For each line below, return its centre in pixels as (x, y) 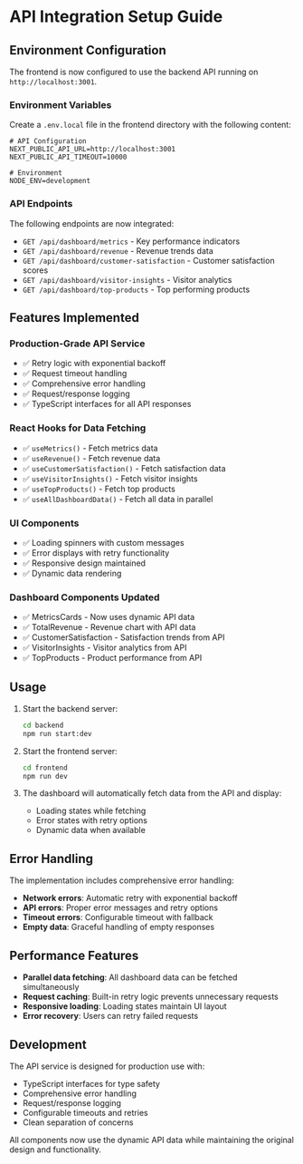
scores (35, 270)
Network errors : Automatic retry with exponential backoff (130, 898)
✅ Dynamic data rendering (72, 573)
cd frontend (45, 768)
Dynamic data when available (91, 830)
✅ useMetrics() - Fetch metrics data (90, 448)
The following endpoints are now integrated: (92, 223)
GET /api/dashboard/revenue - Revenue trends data (118, 250)
